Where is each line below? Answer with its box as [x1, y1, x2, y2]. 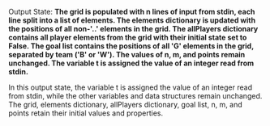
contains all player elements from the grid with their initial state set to [8, 32, 247, 42]
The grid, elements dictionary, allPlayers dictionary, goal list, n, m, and [8, 100, 243, 109]
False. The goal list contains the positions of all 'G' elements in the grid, [8, 41, 254, 51]
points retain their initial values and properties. [8, 108, 164, 118]
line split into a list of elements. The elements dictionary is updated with [8, 15, 256, 25]
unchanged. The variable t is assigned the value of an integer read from [8, 58, 255, 68]
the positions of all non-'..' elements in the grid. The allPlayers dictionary [8, 24, 259, 33]
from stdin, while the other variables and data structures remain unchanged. [8, 91, 263, 100]
